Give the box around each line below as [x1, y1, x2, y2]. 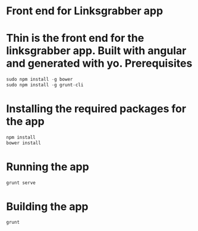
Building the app [6, 199, 89, 213]
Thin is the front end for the [6, 32, 144, 45]
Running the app [6, 160, 89, 173]
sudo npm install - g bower [6, 76, 73, 83]
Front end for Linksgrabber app [6, 4, 164, 18]
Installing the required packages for [6, 102, 186, 115]
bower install [6, 140, 42, 146]
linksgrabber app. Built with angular [6, 44, 187, 58]
